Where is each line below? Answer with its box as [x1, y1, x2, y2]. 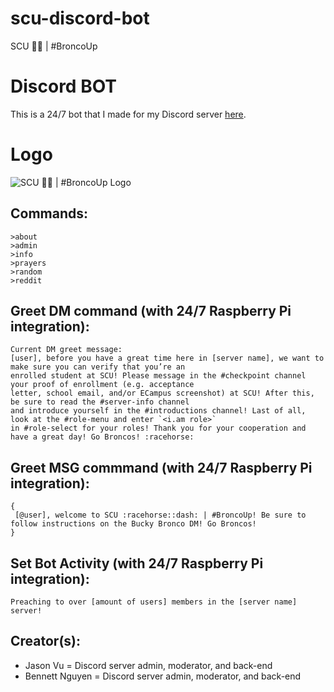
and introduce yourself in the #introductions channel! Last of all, [10, 406, 307, 416]
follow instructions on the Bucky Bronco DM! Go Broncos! [10, 519, 257, 529]
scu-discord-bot [10, 7, 150, 30]
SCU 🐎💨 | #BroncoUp [10, 40, 98, 52]
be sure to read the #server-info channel [10, 397, 190, 407]
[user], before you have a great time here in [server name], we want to [10, 353, 325, 364]
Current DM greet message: [10, 345, 123, 355]
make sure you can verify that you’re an [10, 362, 186, 372]
